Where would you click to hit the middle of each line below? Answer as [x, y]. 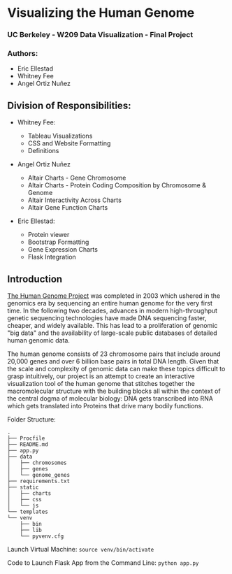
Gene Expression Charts [63, 250]
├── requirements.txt [39, 481]
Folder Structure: [31, 419]
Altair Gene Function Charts [68, 208]
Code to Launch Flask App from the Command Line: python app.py [103, 563]
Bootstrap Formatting [58, 242]
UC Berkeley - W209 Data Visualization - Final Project [100, 35]
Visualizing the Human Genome [101, 13]
